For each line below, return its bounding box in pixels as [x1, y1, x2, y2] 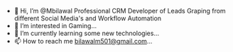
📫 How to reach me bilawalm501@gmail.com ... [13, 37, 153, 45]
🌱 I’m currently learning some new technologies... [13, 29, 160, 37]
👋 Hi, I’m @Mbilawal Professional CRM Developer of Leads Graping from [13, 7, 226, 15]
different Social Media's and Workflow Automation [13, 14, 162, 22]
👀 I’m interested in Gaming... [13, 22, 97, 30]
